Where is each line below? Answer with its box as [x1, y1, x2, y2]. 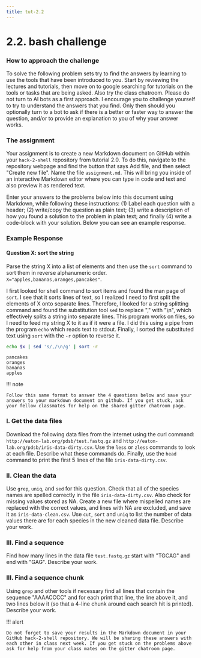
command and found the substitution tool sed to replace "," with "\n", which [6, 306, 192, 313]
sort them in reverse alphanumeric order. [6, 269, 107, 276]
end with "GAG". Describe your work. [6, 559, 98, 566]
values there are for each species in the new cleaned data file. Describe [6, 517, 184, 524]
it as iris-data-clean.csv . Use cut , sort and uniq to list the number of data [6, 510, 192, 518]
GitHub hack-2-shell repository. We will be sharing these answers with [6, 635, 192, 641]
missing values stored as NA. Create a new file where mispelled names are [6, 498, 191, 505]
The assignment [6, 136, 55, 145]
